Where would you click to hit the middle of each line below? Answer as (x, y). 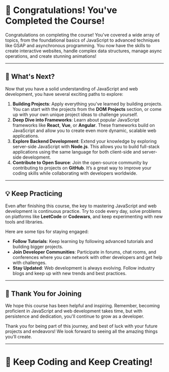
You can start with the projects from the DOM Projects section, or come (87, 109)
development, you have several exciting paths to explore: (64, 94)
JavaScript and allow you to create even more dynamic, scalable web (84, 131)
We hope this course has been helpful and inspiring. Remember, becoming (82, 306)
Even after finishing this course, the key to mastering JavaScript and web (81, 206)
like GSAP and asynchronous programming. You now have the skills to (78, 45)
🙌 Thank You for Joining (44, 293)
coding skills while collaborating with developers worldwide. (75, 173)
